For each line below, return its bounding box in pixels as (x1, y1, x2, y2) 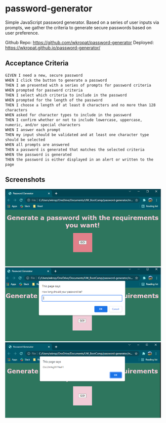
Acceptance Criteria (5, 59, 69, 67)
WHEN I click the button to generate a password (5, 78, 107, 83)
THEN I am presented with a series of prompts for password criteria (5, 83, 152, 88)
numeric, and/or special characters (5, 122, 81, 127)
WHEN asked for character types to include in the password (5, 112, 132, 117)
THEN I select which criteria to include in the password (5, 93, 127, 98)
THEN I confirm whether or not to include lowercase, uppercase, (5, 117, 142, 122)
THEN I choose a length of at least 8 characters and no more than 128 (5, 103, 156, 107)
